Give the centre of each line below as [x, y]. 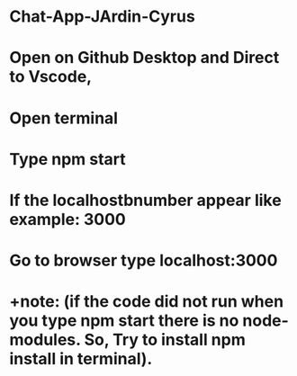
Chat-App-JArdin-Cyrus [102, 17]
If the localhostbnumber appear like [145, 200]
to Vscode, [51, 77]
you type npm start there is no [124, 321]
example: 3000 [67, 219]
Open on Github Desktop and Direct [144, 58]
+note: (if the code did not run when [147, 302]
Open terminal [64, 118]
